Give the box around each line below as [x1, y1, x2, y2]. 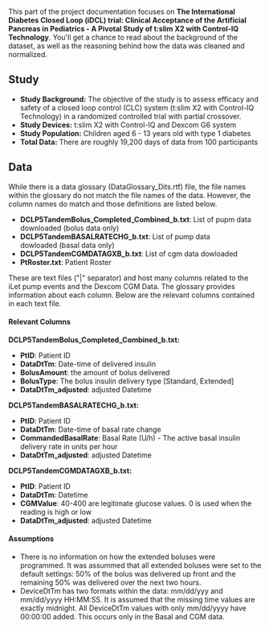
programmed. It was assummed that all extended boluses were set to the [19, 561, 262, 570]
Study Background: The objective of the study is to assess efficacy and [19, 94, 259, 104]
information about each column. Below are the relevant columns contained [8, 290, 255, 300]
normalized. [8, 50, 48, 59]
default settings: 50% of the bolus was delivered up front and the [19, 569, 236, 579]
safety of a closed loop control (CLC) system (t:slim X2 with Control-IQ [19, 102, 255, 112]
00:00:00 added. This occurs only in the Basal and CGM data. [19, 612, 225, 622]
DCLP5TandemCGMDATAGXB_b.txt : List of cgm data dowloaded [19, 249, 238, 259]
